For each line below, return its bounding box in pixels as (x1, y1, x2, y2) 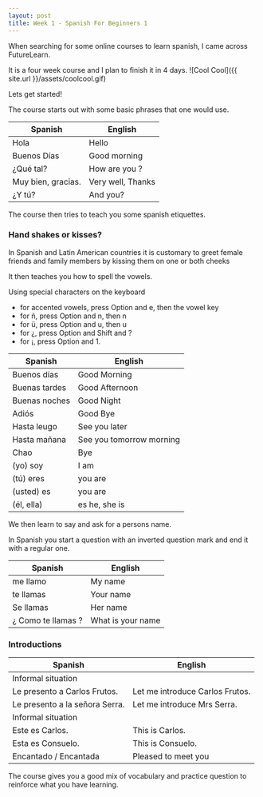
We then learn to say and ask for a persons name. (8, 519, 171, 528)
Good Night (77, 395, 121, 406)
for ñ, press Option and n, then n (19, 311, 128, 321)
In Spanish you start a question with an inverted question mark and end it (8, 535, 249, 544)
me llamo (12, 576, 46, 587)
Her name (90, 601, 128, 612)
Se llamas (12, 601, 49, 612)
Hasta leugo (12, 420, 57, 432)
